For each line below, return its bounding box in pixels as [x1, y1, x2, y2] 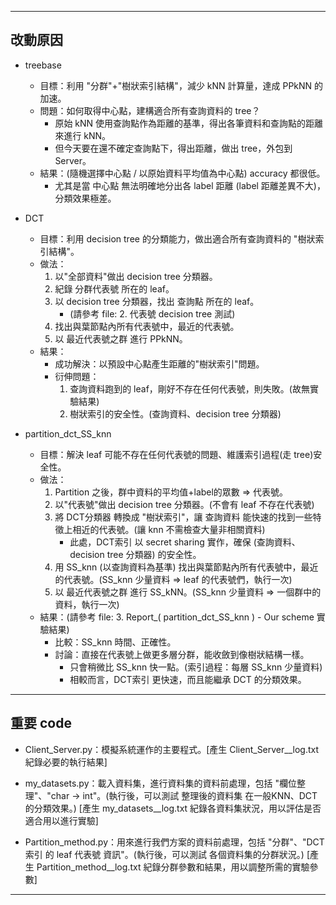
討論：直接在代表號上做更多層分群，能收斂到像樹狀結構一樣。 [54, 648, 310, 660]
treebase [24, 59, 62, 71]
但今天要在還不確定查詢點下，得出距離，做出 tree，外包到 [54, 142, 293, 154]
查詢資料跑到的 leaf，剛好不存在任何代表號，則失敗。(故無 [69, 382, 310, 395]
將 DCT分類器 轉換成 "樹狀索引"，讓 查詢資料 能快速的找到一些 [54, 511, 313, 523]
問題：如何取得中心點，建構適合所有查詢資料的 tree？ [39, 104, 261, 116]
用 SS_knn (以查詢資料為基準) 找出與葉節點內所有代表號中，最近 [54, 561, 319, 573]
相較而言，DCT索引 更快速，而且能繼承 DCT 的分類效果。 [69, 673, 307, 685]
